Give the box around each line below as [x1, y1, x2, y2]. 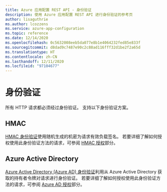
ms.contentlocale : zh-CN [5, 54, 57, 59]
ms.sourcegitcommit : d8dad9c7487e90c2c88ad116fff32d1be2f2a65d [5, 45, 141, 50]
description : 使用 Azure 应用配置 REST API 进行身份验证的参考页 [5, 12, 133, 17]
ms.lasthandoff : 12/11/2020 [5, 59, 64, 64]
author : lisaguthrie [5, 17, 49, 22]
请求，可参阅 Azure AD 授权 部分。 [14, 181, 85, 187]
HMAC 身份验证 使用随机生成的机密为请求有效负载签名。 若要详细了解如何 [5, 133, 158, 139]
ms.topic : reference [5, 31, 49, 36]
